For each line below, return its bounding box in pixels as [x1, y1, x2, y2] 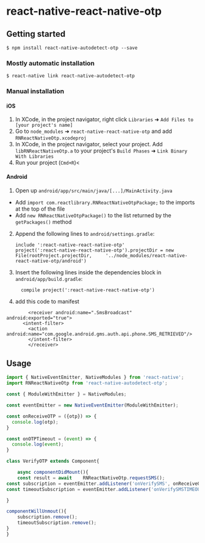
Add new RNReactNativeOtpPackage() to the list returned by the [15, 211, 172, 219]
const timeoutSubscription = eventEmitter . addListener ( [6, 486, 151, 492]
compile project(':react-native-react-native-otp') [21, 286, 155, 293]
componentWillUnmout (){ [6, 508, 67, 515]
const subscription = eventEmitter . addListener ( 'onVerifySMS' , [6, 481, 171, 487]
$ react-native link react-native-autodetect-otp [6, 73, 135, 79]
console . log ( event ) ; [12, 441, 64, 448]
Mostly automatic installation [6, 59, 95, 67]
